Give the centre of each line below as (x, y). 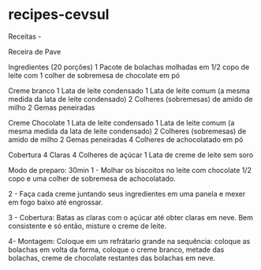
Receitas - (25, 36)
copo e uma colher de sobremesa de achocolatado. (92, 178)
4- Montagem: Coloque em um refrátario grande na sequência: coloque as (129, 241)
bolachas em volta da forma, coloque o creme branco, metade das (116, 249)
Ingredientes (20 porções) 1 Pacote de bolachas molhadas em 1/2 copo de (129, 67)
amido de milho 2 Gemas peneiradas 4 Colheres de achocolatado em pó (126, 139)
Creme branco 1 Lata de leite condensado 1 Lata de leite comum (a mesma (129, 90)
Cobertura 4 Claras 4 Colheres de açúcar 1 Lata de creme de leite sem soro (131, 155)
